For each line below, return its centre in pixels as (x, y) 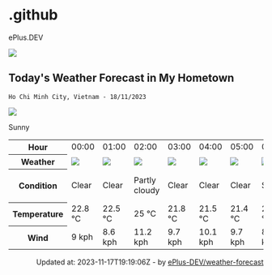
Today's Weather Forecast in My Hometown (121, 78)
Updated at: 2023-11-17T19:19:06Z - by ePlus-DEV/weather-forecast (150, 262)
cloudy (147, 191)
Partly (144, 180)
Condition (38, 186)
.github (33, 15)
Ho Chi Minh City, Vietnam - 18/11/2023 (78, 97)
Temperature (38, 214)
